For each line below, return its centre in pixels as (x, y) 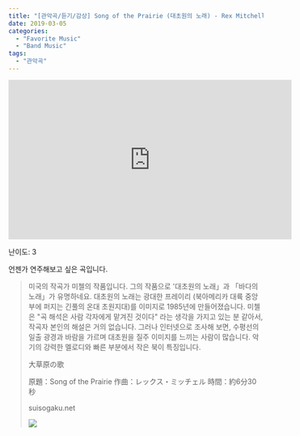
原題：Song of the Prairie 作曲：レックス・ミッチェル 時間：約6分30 (142, 381)
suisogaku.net (52, 408)
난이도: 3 (23, 251)
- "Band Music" (41, 46)
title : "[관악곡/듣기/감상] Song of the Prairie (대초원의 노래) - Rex (120, 16)
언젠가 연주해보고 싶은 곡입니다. (58, 269)
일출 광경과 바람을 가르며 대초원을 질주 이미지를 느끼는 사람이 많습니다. (139, 336)
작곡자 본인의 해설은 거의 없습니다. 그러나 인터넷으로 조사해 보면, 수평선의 (144, 327)
